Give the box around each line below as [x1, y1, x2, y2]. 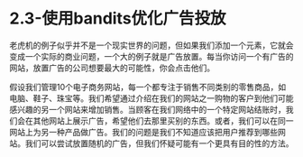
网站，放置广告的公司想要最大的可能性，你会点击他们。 [9, 62, 215, 73]
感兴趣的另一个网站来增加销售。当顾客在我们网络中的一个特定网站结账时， [9, 104, 286, 115]
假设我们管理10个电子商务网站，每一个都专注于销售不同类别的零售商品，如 [9, 81, 287, 92]
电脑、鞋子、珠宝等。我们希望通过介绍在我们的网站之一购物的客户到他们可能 [9, 92, 294, 104]
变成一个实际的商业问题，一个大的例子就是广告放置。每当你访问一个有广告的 [9, 51, 294, 61]
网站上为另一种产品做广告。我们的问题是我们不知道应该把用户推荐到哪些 [9, 126, 278, 137]
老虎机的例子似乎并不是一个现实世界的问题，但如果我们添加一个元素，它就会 [9, 40, 294, 51]
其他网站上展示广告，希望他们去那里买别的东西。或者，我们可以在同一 [32, 115, 294, 126]
